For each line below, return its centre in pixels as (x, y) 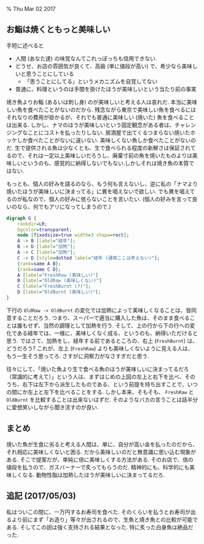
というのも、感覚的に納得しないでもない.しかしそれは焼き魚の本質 (106, 163)
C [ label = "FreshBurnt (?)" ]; (54, 287)
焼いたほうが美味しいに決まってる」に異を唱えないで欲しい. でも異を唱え (98, 191)
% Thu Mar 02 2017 (31, 9)
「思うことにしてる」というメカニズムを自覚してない (91, 81)
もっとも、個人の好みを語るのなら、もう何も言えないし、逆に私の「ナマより (102, 183)
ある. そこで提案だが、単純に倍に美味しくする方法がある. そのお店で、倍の (100, 459)
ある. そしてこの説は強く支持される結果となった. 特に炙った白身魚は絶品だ (100, 527)
